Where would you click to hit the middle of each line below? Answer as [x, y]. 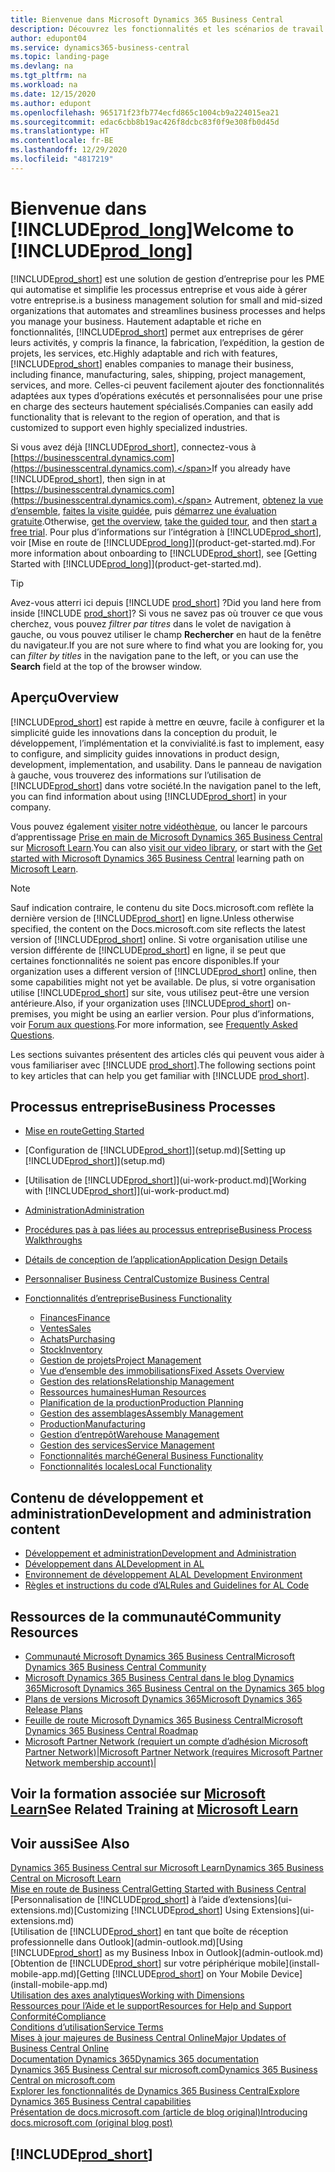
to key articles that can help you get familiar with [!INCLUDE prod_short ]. [160, 1075]
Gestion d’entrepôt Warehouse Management [129, 1435]
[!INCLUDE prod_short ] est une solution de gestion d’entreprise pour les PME [167, 278]
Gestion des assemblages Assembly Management [141, 1413]
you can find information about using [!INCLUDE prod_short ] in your [149, 796]
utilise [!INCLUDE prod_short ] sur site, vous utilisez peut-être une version [160, 992]
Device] [286, 1974]
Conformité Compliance [58, 2017]
